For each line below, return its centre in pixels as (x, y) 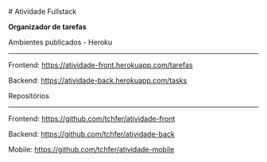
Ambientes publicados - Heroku (60, 42)
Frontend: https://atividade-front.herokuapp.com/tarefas (101, 65)
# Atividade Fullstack (43, 12)
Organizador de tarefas (47, 27)
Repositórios (29, 96)
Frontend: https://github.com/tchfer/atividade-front (92, 119)
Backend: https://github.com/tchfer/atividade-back (91, 134)
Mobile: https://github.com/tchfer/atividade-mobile (91, 149)
